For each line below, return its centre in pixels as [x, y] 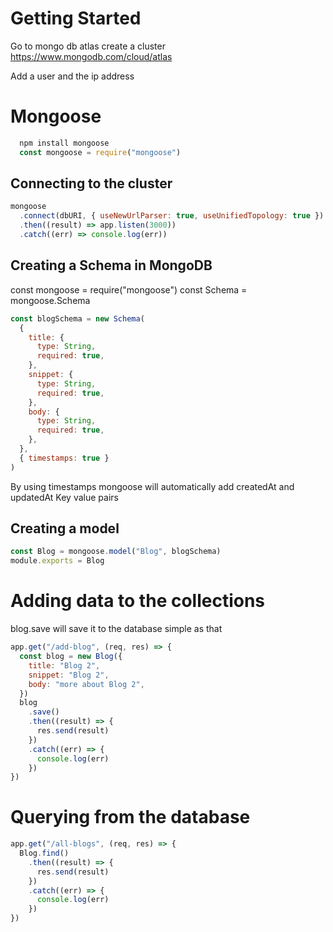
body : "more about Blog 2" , [86, 684]
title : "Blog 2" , [64, 665]
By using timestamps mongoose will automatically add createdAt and [152, 486]
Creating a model [65, 528]
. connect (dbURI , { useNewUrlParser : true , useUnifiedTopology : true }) [172, 216]
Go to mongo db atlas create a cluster [88, 46]
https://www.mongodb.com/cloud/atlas [91, 56]
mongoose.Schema [50, 300]
